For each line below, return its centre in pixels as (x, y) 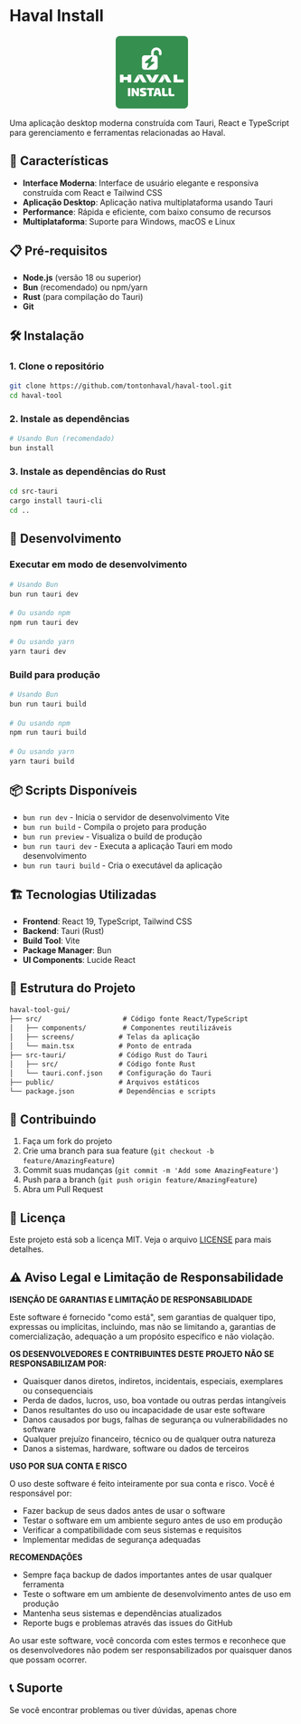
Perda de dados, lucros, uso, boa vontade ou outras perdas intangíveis (154, 1400)
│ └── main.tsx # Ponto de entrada (101, 1046)
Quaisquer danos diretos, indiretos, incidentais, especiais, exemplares (153, 1381)
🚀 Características (59, 161)
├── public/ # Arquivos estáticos (105, 1083)
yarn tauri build (42, 762)
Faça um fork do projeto (67, 1141)
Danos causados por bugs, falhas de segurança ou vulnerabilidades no (155, 1420)
